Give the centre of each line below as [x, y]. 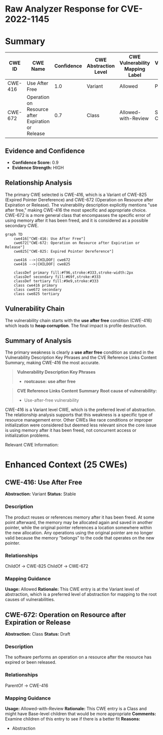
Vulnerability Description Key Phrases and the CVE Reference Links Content [81, 358]
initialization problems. [27, 436]
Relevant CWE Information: [32, 445]
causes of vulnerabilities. [30, 600]
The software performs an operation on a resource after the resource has [78, 657]
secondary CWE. [22, 225]
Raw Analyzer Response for [62, 9]
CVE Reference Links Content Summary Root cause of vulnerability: [87, 391]
